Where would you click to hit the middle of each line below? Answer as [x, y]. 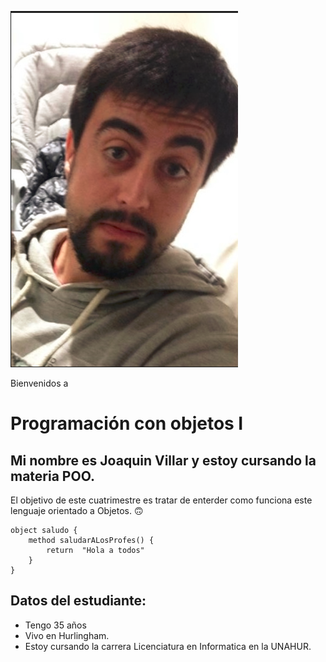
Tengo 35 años [55, 625]
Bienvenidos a [39, 383]
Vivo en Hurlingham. [67, 635]
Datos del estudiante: [78, 601]
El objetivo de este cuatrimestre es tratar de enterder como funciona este [161, 500]
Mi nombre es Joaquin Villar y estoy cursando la [163, 460]
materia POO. [52, 476]
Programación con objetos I [127, 423]
